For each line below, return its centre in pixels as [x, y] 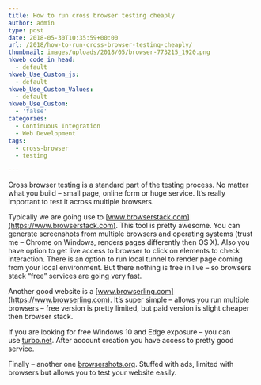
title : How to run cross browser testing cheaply [92, 15]
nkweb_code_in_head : [42, 60]
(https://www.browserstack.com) [62, 226]
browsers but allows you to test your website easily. [93, 372]
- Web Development [46, 133]
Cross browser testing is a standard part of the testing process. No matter [129, 185]
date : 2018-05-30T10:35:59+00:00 [63, 38]
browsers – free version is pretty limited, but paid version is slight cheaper [129, 308]
